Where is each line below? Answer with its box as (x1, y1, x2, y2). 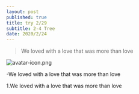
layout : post (6, 8, 39, 15)
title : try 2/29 (6, 20, 47, 26)
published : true (6, 14, 47, 20)
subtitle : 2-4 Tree (6, 25, 55, 32)
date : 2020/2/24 (6, 31, 47, 37)
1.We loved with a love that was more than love (6, 82, 122, 90)
